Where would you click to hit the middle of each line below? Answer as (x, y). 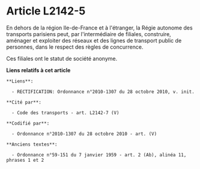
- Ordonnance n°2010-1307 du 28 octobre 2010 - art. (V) (84, 134)
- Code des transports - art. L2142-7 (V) (65, 112)
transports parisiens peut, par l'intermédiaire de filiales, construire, (89, 34)
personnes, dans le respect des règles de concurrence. (75, 47)
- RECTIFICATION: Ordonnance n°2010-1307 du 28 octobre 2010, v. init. (103, 91)
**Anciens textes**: (32, 144)
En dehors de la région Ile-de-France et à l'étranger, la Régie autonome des (100, 28)
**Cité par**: (24, 102)
